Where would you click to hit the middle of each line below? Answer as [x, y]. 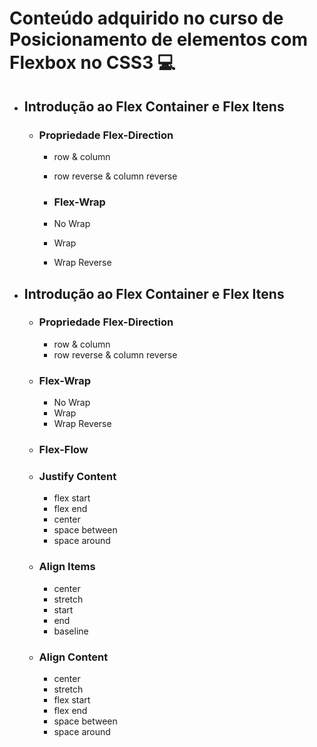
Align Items [67, 567]
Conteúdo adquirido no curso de [146, 18]
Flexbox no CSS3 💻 [92, 63]
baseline [71, 631]
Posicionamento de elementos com [158, 39]
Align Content [73, 657]
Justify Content [77, 476]
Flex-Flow [63, 450]
